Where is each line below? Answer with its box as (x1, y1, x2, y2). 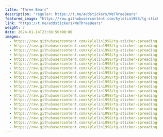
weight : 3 (5, 25, 25, 30)
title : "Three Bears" (5, 7, 49, 12)
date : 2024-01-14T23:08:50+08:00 (5, 30, 73, 34)
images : (5, 34, 21, 39)
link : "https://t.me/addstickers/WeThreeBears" (5, 20, 103, 26)
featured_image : (5, 16, 38, 21)
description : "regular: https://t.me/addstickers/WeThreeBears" (5, 12, 138, 17)
